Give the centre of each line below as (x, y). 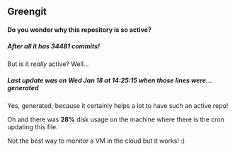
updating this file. (33, 126)
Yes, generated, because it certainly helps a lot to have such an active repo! (118, 105)
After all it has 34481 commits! (54, 46)
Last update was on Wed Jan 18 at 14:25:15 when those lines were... (110, 80)
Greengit (27, 12)
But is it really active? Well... (48, 64)
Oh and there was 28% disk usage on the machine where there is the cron (116, 119)
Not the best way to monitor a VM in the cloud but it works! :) (96, 141)
